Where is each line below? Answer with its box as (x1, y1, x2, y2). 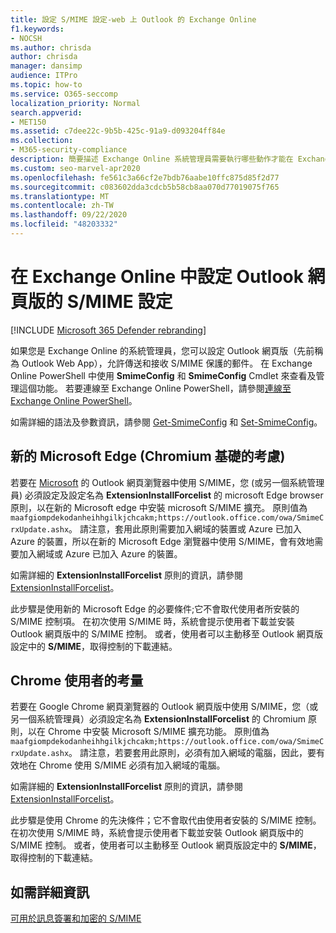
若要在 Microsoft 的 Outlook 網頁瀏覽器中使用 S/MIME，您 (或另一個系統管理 (10, 476, 325, 488)
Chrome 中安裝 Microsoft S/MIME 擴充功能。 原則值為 (47, 726, 270, 738)
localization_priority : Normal (10, 98, 141, 108)
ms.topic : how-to (10, 80, 83, 90)
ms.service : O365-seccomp (10, 89, 118, 99)
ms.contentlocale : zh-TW (10, 201, 114, 211)
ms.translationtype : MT (10, 191, 110, 201)
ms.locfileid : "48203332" (10, 219, 118, 230)
